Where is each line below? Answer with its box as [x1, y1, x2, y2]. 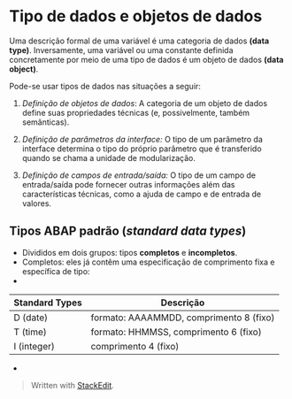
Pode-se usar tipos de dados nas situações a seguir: [9, 81, 202, 91]
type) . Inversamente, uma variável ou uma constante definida [9, 44, 234, 55]
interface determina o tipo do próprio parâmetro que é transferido [21, 143, 263, 154]
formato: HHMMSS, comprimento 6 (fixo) [90, 326, 263, 338]
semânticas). [21, 117, 70, 127]
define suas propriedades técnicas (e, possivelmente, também [21, 107, 250, 118]
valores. [21, 197, 51, 209]
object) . [9, 64, 39, 74]
